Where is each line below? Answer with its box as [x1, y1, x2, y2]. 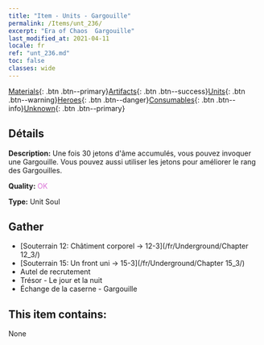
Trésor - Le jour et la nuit [19, 276, 103, 285]
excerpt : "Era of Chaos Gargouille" [8, 27, 135, 35]
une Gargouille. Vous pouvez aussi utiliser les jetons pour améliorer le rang [8, 156, 256, 166]
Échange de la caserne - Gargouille [19, 284, 138, 294]
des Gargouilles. [8, 165, 63, 175]
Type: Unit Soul [8, 197, 60, 206]
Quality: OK [8, 181, 48, 190]
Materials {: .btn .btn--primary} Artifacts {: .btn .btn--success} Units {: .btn [8, 86, 245, 96]
